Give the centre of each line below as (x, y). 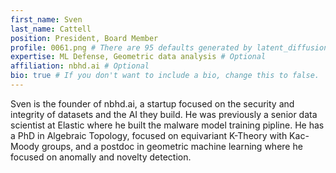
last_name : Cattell (51, 29)
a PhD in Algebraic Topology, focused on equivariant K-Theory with (149, 135)
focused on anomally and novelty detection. (101, 157)
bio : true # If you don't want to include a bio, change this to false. (165, 76)
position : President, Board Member (84, 38)
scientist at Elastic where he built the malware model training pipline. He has (167, 125)
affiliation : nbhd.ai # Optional (80, 66)
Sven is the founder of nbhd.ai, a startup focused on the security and (152, 103)
